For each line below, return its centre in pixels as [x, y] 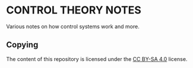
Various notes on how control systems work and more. [73, 26]
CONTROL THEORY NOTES [74, 10]
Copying [22, 45]
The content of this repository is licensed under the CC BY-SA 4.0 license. [97, 59]
